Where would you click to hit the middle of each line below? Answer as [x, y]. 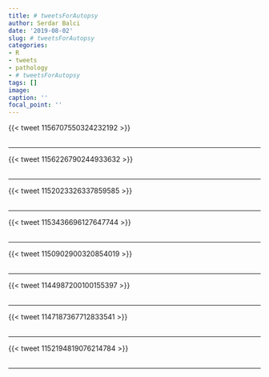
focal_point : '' [35, 105]
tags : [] [23, 82]
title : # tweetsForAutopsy [53, 16]
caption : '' [28, 98]
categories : [28, 46]
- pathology [28, 68]
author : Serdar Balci [44, 23]
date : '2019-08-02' [41, 30]
